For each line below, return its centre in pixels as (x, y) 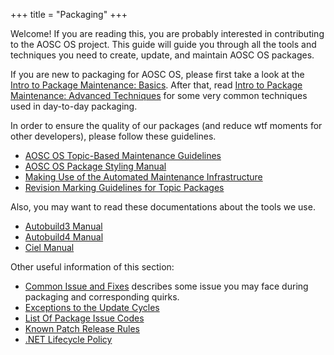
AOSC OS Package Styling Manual (95, 166)
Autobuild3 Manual (63, 226)
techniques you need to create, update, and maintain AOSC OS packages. (162, 55)
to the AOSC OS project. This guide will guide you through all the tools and (163, 44)
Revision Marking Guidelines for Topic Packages (124, 187)
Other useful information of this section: (92, 267)
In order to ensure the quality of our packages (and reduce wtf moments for (166, 125)
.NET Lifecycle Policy (68, 339)
